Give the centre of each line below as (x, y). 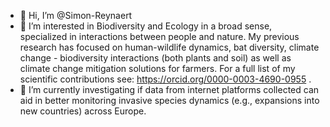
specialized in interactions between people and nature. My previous (159, 36)
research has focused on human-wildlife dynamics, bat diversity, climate (169, 47)
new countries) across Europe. (83, 111)
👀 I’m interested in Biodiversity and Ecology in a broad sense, (146, 26)
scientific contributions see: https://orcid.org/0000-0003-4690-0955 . (165, 79)
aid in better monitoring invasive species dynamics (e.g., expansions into (169, 100)
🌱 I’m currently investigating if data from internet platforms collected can (169, 89)
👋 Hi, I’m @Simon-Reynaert (76, 15)
